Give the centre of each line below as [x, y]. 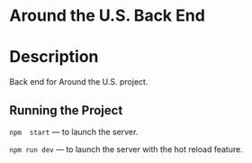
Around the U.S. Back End [107, 16]
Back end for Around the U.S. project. [79, 82]
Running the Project [66, 110]
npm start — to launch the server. [74, 131]
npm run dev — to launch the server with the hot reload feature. [126, 149]
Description [54, 57]
